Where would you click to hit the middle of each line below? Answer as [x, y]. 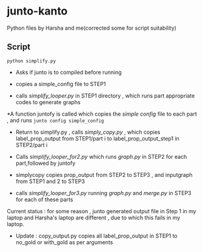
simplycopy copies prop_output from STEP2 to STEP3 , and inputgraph [104, 174]
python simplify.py [32, 61]
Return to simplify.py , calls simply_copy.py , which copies [88, 132]
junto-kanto [37, 11]
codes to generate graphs [48, 102]
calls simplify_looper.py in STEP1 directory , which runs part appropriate [105, 96]
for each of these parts [44, 199]
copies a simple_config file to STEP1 [61, 84]
